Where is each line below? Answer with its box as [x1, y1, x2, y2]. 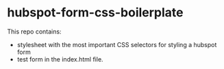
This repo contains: [7, 27, 62, 36]
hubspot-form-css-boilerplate [7, 5, 184, 20]
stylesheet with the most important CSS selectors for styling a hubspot [16, 40, 217, 49]
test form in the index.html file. [16, 55, 104, 63]
